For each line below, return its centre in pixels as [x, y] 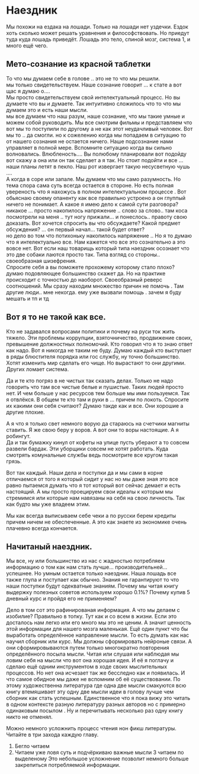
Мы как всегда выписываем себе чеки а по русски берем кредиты [91, 515]
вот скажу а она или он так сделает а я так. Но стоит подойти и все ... [95, 160]
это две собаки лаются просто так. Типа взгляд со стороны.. [83, 254]
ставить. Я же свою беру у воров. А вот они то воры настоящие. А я [92, 430]
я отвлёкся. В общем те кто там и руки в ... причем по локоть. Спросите [98, 399]
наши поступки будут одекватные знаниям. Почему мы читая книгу [92, 586]
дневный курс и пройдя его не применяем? [62, 599]
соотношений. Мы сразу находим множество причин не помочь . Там [95, 286]
